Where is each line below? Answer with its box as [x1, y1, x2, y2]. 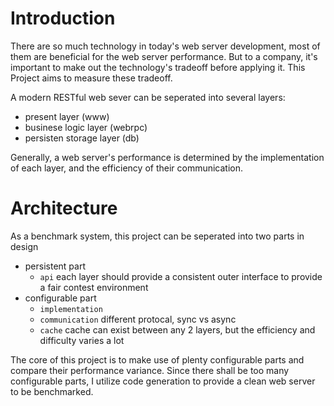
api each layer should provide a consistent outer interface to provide [39, 270, 323, 282]
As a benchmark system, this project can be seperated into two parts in [10, 230, 305, 242]
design [10, 240, 39, 252]
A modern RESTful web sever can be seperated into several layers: [10, 91, 286, 103]
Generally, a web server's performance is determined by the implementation [10, 151, 325, 163]
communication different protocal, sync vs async [39, 313, 237, 325]
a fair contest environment [39, 281, 149, 293]
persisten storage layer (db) [24, 132, 140, 144]
